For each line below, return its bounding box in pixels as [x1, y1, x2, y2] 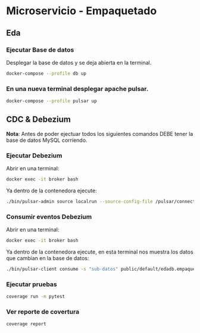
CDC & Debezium [6, 115, 71, 125]
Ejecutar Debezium [6, 151, 62, 160]
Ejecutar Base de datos [6, 46, 74, 54]
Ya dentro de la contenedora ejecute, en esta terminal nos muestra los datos [6, 248, 193, 255]
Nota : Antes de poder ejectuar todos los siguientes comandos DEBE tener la [6, 130, 193, 137]
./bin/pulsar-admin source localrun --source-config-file [6, 198, 153, 204]
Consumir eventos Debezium [6, 213, 92, 221]
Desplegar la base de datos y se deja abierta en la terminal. [6, 59, 152, 66]
